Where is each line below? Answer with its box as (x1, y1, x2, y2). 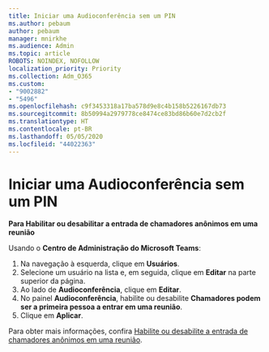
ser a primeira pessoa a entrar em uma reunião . (19, 302, 183, 312)
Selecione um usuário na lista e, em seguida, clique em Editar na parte (19, 268, 257, 277)
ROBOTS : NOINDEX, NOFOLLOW (8, 58, 100, 66)
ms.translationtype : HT (8, 118, 89, 126)
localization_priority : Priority (8, 65, 122, 73)
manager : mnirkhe (8, 34, 67, 43)
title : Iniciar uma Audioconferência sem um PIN (8, 11, 176, 20)
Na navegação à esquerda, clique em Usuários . (19, 259, 180, 268)
